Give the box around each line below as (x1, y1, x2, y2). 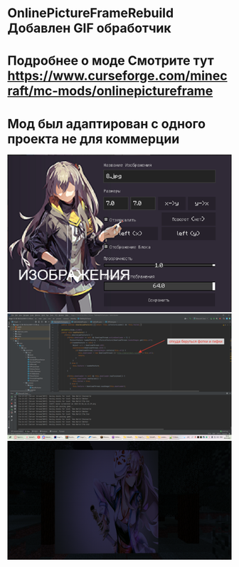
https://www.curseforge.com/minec (7, 68, 228, 84)
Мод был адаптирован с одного (7, 115, 206, 132)
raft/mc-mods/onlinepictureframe (7, 83, 213, 99)
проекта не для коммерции (7, 130, 180, 147)
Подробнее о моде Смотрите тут (7, 53, 215, 69)
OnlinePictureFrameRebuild (7, 5, 174, 21)
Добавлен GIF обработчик (7, 20, 172, 36)
